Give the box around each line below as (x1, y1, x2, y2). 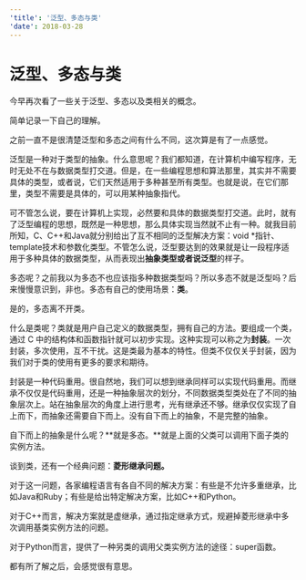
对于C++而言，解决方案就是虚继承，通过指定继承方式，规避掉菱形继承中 (9, 511, 281, 522)
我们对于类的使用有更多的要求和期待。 (9, 357, 153, 368)
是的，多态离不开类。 (9, 303, 89, 315)
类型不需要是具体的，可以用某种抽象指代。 (25, 188, 185, 199)
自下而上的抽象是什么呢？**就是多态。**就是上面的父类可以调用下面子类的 (9, 430, 290, 440)
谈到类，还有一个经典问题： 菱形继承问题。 (9, 461, 169, 471)
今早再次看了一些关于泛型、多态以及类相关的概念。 (9, 96, 201, 107)
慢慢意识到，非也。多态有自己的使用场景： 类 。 (16, 284, 193, 295)
